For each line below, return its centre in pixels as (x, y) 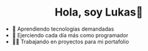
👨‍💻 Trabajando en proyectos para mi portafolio (70, 41)
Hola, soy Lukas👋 (99, 12)
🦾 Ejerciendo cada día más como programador (70, 35)
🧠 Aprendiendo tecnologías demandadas (63, 29)
